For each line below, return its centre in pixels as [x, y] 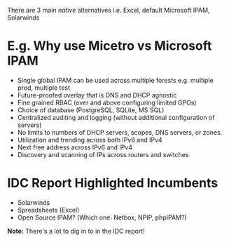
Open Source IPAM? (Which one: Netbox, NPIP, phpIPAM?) [102, 217]
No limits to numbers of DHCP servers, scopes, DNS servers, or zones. [120, 132]
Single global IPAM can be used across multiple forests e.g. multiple [115, 80]
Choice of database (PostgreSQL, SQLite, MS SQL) [91, 110]
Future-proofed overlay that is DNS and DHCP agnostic [97, 95]
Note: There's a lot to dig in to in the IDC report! [76, 231]
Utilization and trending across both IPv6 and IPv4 [90, 140]
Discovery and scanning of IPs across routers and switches [103, 154]
